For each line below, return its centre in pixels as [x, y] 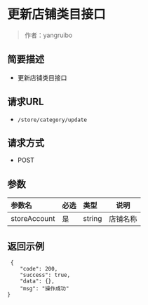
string [93, 219]
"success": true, [45, 275]
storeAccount [33, 219]
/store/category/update [52, 120]
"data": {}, [37, 281]
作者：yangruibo [48, 35]
